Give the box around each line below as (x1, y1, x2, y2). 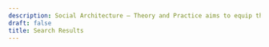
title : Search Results (8, 26, 84, 34)
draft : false (8, 19, 52, 27)
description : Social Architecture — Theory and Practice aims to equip (8, 11, 252, 20)
